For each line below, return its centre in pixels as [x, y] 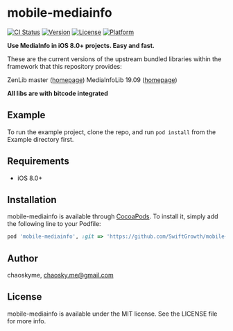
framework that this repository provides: [65, 66]
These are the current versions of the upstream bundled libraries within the [114, 59]
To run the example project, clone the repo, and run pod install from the [112, 132]
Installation [32, 200]
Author [23, 258]
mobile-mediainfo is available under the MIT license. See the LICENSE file [112, 314]
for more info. [27, 321]
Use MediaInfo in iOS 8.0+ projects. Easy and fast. [81, 45]
